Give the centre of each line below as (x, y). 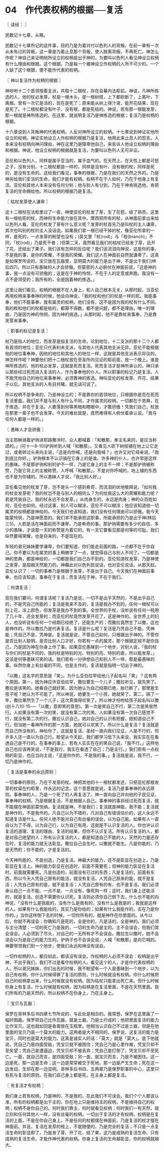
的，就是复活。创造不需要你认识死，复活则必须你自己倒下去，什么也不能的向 (82, 897)
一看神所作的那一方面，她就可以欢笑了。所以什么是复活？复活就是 (92, 724)
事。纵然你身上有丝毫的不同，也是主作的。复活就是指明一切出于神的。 (76, 665)
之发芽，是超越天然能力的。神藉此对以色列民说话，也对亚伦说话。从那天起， (82, 564)
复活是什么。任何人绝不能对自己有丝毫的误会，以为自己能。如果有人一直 (86, 819)
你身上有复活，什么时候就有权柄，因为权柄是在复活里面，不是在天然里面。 (80, 987)
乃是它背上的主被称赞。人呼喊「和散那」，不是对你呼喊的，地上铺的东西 (85, 470)
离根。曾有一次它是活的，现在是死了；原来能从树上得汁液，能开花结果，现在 (82, 103)
